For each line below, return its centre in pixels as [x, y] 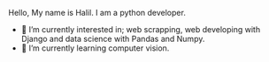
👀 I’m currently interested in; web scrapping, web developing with [141, 29]
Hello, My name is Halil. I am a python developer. [97, 13]
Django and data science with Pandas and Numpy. [113, 39]
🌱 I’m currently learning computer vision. [95, 48]
